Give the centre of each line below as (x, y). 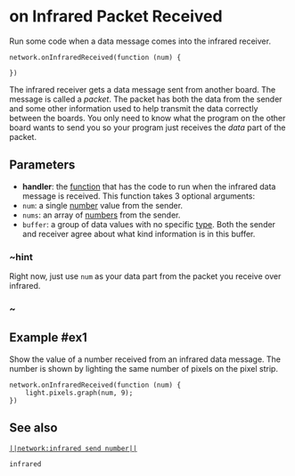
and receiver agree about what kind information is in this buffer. (139, 234)
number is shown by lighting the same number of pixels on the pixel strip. (144, 368)
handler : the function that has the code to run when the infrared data (149, 186)
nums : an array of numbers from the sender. (101, 215)
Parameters (42, 165)
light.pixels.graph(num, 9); (79, 393)
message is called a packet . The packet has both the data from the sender (146, 99)
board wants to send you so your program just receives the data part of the (147, 127)
